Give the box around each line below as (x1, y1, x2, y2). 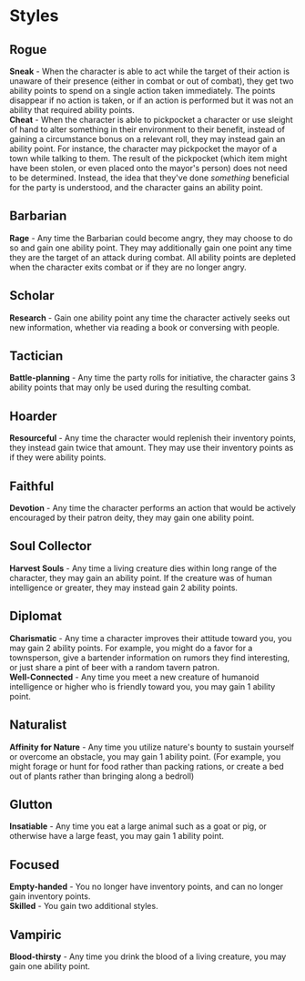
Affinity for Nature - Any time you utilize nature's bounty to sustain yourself (9, 741, 295, 752)
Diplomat (9, 608, 62, 624)
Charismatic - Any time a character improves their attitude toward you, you (9, 632, 292, 643)
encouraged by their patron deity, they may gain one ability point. (9, 512, 255, 524)
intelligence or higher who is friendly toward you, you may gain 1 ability (9, 680, 276, 692)
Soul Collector (9, 538, 92, 554)
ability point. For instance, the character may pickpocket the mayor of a (9, 143, 278, 154)
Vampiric (9, 926, 62, 943)
